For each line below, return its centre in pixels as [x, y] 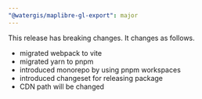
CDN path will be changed [61, 86]
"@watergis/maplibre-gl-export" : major [73, 15]
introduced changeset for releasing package [91, 78]
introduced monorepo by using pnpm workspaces [100, 70]
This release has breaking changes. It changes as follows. [102, 38]
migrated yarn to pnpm [56, 61]
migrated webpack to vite [61, 53]
